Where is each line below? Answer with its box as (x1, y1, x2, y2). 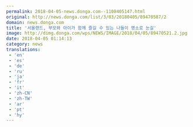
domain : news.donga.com (6, 19, 65, 25)
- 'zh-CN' (8, 90, 33, 96)
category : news (6, 42, 43, 47)
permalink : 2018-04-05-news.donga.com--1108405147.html (6, 8, 145, 15)
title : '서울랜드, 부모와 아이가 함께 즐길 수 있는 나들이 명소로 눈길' (6, 25, 157, 31)
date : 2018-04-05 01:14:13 (6, 36, 72, 42)
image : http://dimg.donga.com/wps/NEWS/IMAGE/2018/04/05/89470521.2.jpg (6, 30, 188, 36)
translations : (6, 47, 41, 53)
